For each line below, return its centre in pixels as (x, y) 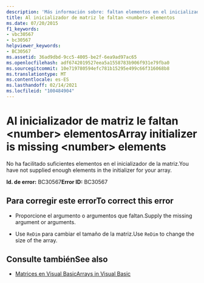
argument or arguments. (45, 222)
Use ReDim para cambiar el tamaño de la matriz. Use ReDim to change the (104, 234)
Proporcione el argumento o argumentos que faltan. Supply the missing (104, 216)
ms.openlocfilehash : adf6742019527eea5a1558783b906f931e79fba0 (88, 63)
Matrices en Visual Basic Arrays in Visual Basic (73, 274)
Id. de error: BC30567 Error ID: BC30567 (57, 182)
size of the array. (36, 240)
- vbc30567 (20, 35)
